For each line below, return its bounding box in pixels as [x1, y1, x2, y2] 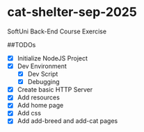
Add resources [17, 93, 61, 101]
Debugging [27, 78, 61, 86]
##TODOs [7, 40, 36, 49]
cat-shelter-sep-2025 [7, 4, 137, 20]
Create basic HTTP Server [17, 85, 93, 94]
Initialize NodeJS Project [17, 53, 88, 63]
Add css [17, 109, 42, 117]
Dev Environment [17, 62, 67, 70]
